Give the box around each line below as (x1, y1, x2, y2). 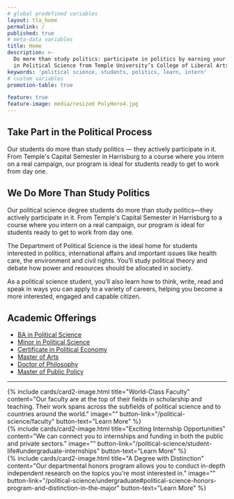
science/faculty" (7, 417, 55, 426)
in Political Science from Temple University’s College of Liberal (13, 62, 214, 69)
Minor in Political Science (17, 338, 91, 346)
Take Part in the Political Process (7, 126, 153, 138)
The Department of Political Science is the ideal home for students (7, 241, 198, 249)
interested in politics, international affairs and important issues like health (7, 249, 217, 257)
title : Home (7, 43, 42, 49)
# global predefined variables (7, 10, 98, 17)
